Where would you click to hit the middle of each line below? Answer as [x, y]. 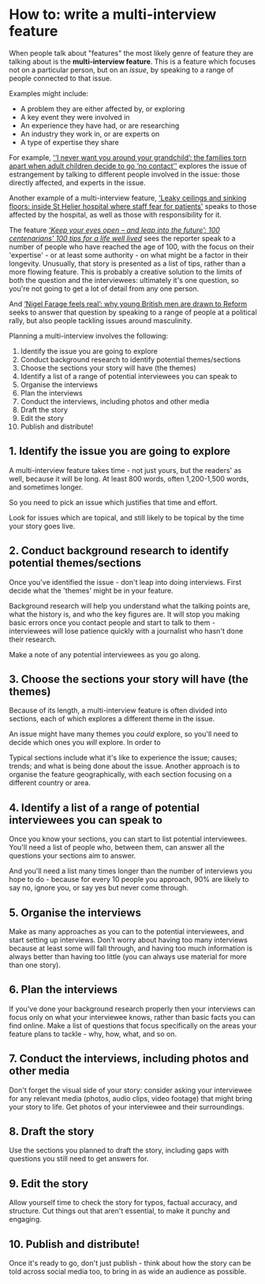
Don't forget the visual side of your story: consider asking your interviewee [131, 1090]
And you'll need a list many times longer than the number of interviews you [131, 871]
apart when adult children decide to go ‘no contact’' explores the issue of [128, 166]
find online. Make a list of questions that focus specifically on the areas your [133, 1025]
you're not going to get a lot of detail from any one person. [104, 288]
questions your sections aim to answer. [73, 856]
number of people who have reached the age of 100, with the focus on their [132, 247]
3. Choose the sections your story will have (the [129, 679]
